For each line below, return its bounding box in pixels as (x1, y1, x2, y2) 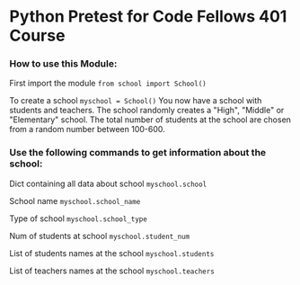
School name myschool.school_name (9, 195, 141, 206)
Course (9, 25, 66, 46)
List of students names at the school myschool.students (9, 247, 215, 258)
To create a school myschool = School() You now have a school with (9, 95, 262, 106)
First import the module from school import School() (9, 78, 207, 89)
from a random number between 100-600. (9, 124, 166, 135)
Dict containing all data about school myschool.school (9, 178, 207, 189)
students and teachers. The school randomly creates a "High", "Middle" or (9, 105, 285, 116)
